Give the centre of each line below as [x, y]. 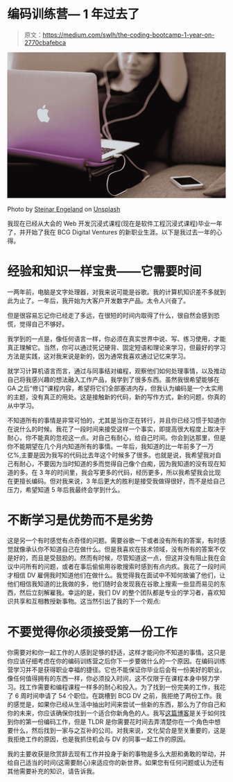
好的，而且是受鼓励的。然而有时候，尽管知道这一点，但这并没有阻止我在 [116, 558]
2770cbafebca [45, 42]
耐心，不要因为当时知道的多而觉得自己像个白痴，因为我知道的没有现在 [119, 464]
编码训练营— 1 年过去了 [74, 14]
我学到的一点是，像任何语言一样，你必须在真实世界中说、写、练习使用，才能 [116, 339]
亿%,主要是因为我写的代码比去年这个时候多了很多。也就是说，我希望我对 [111, 454]
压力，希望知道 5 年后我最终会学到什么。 [66, 489]
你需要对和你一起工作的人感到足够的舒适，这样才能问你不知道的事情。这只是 [116, 652]
